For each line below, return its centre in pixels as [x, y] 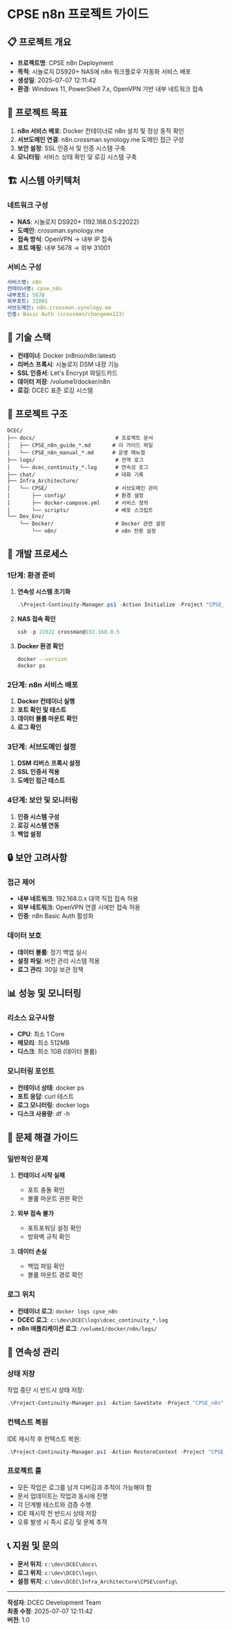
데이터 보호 [25, 936]
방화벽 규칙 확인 [49, 1237]
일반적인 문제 [28, 1159]
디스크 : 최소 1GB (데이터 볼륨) [57, 1052]
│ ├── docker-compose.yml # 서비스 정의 [78, 503]
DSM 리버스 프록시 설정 [49, 763]
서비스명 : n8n [25, 282]
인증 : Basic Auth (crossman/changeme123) [66, 315]
